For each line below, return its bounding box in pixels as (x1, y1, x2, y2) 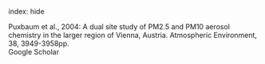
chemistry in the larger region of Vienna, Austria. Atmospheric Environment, (8, 31, 258, 40)
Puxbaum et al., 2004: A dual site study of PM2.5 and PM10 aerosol (8, 22, 230, 31)
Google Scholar (8, 47, 60, 56)
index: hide (8, 7, 45, 16)
